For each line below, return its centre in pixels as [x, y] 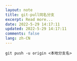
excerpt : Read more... [29, 19]
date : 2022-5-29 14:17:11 [32, 24]
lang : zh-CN [18, 39]
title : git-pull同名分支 [30, 15]
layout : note [19, 10]
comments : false [22, 34]
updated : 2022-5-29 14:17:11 [36, 29]
